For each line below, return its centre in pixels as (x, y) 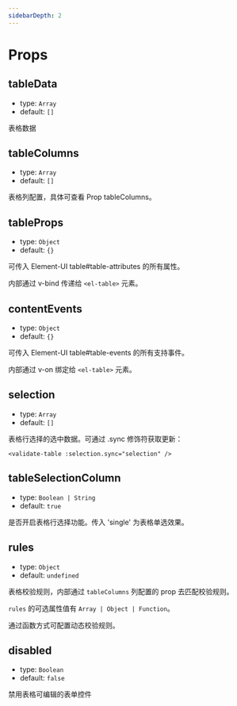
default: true (40, 505)
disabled (30, 650)
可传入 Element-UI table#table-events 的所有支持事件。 (98, 353)
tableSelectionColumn (65, 478)
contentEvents (45, 309)
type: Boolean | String (57, 497)
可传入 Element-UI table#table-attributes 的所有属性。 (96, 267)
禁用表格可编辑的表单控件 (50, 694)
